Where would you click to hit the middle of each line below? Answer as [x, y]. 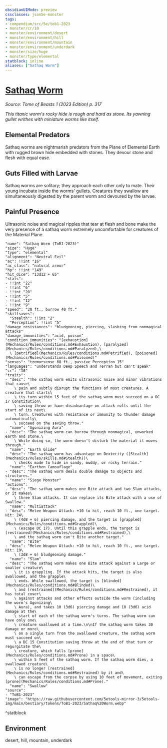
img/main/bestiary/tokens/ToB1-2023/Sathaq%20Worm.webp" [66, 703]
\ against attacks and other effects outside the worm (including [85, 598]
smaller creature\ [24, 568]
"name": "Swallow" [29, 686]
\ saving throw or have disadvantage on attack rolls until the [82, 406]
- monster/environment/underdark [40, 47]
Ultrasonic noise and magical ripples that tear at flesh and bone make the [80, 224]
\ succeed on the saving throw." [49, 423]
